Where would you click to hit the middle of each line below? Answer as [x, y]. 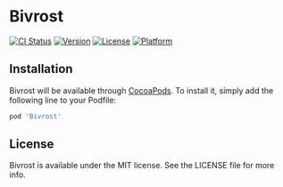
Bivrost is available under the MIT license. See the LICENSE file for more [142, 166]
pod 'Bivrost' [36, 116]
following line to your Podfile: [63, 100]
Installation [41, 69]
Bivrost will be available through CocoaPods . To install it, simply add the [141, 90]
